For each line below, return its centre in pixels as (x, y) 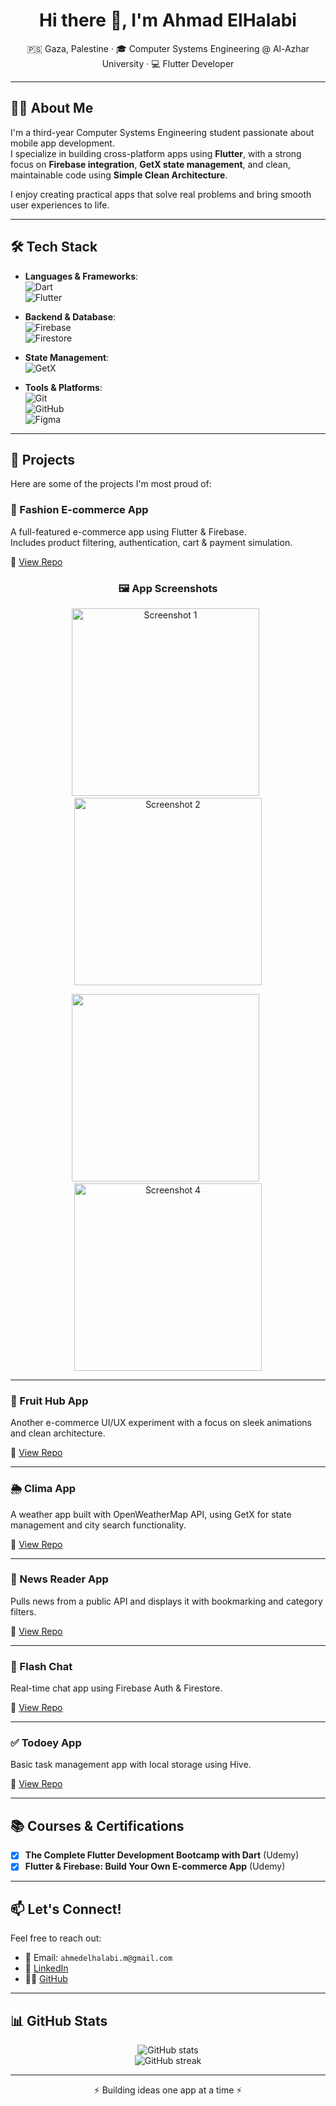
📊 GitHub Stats (59, 2020)
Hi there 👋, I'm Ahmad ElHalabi (168, 20)
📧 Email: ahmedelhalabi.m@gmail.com (98, 1958)
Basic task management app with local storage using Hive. (131, 1765)
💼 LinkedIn (46, 1968)
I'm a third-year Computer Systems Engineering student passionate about (162, 132)
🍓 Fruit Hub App (49, 1401)
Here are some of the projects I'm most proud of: (111, 484)
